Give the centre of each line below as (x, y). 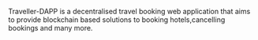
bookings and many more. (50, 28)
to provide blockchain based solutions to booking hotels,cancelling (117, 20)
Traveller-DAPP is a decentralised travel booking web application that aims (129, 11)
